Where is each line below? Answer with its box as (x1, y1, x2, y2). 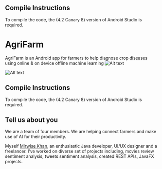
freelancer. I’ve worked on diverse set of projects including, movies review (5, 148, 154, 154)
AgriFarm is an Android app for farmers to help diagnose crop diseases (5, 55, 147, 61)
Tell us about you (5, 116, 58, 124)
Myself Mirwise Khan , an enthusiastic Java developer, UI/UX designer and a (5, 143, 157, 149)
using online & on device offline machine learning (5, 60, 104, 66)
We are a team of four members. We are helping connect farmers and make (5, 129, 157, 135)
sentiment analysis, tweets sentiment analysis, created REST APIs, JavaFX (5, 153, 154, 159)
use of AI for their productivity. (5, 134, 67, 140)
